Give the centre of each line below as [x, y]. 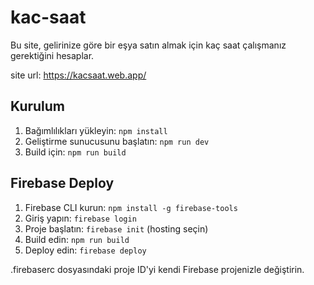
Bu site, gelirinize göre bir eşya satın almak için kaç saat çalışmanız [148, 45]
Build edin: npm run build [77, 239]
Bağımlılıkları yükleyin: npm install [96, 130]
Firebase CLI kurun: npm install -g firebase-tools [131, 207]
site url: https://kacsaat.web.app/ [78, 75]
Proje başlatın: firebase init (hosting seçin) [116, 228]
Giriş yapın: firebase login [80, 218]
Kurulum [38, 106]
